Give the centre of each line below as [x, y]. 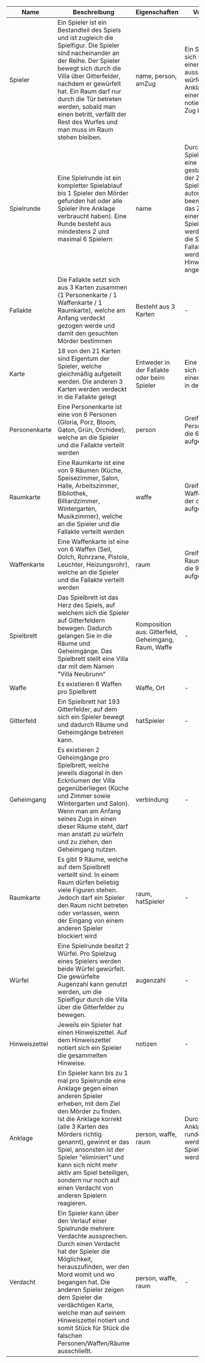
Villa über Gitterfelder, [89, 76]
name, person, [156, 76]
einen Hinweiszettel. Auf [92, 1033]
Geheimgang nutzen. [88, 849]
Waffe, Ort [150, 688]
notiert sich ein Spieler [90, 1048]
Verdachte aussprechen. [93, 1236]
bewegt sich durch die [89, 68]
